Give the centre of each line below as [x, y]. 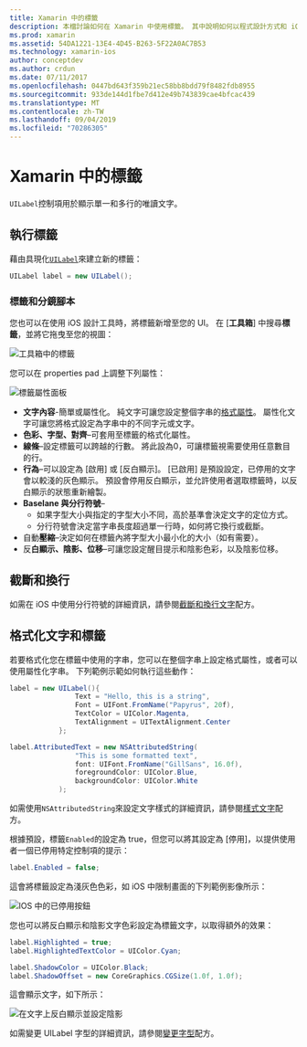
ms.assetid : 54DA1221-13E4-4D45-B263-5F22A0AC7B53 [108, 43]
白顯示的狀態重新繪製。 [67, 492]
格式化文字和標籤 [58, 636]
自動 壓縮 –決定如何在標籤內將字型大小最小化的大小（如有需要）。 [143, 537]
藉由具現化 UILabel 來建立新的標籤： [76, 259]
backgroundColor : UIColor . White [136, 781]
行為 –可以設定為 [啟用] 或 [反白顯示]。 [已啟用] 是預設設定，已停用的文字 [159, 469]
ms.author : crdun [42, 69]
